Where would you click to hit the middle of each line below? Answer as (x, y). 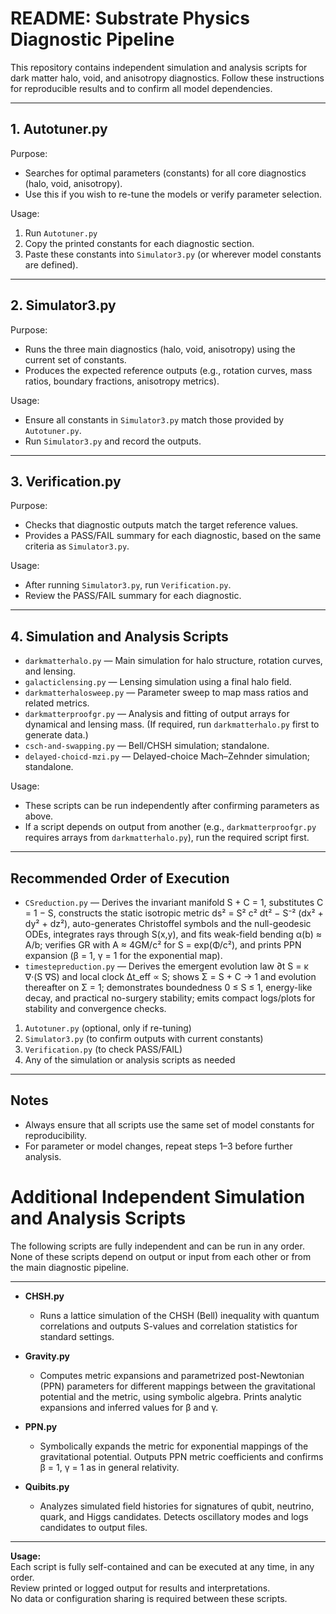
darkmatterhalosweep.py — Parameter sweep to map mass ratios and (166, 693)
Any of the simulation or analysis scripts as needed (130, 1060)
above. (39, 816)
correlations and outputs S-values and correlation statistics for (168, 1326)
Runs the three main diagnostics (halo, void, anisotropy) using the (160, 349)
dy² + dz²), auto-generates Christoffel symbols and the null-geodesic (168, 923)
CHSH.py (44, 1296)
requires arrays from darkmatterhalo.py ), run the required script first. (167, 838)
